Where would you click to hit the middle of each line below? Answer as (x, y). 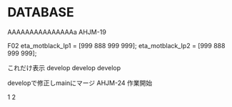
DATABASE (41, 12)
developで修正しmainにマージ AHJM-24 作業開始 (80, 83)
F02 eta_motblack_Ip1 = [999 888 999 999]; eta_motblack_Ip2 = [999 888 (116, 45)
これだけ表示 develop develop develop (64, 67)
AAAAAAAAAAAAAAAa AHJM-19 (57, 32)
